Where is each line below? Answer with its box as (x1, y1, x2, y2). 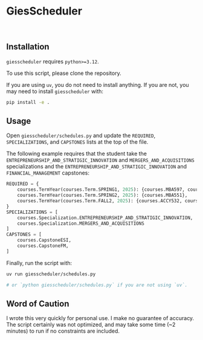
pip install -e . (6, 99, 50, 105)
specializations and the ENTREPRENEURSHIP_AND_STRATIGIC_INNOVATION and (6, 163, 187, 170)
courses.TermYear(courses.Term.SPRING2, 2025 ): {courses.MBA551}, (17, 192, 188, 199)
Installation (6, 42, 50, 52)
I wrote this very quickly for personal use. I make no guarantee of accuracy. (6, 315, 195, 322)
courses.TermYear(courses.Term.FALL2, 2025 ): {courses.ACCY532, (17, 198, 182, 204)
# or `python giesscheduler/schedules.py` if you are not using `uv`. (6, 282, 188, 288)
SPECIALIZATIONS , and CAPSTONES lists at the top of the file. (6, 138, 149, 146)
